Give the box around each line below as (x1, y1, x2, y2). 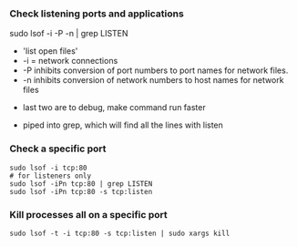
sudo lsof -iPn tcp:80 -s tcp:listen (9, 187, 153, 196)
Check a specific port (9, 142, 107, 155)
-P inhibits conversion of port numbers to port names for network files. (22, 65, 289, 76)
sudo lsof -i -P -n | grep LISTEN (9, 28, 129, 39)
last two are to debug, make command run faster (22, 102, 207, 113)
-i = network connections (22, 56, 118, 67)
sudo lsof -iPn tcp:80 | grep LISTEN (9, 179, 153, 189)
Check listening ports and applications (9, 7, 184, 20)
